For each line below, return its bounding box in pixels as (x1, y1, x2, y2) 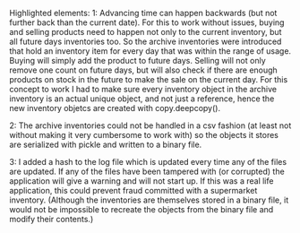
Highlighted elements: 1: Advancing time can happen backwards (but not (9, 8, 278, 18)
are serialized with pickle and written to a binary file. (9, 139, 202, 150)
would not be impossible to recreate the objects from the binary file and (9, 204, 274, 214)
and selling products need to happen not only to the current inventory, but (9, 27, 282, 37)
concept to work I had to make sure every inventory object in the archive (9, 84, 278, 94)
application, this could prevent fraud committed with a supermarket (9, 186, 258, 195)
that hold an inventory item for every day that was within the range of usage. (9, 46, 292, 56)
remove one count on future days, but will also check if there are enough (9, 65, 278, 75)
